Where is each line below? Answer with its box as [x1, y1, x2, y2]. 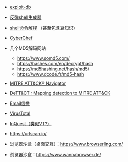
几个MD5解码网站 [9, 45, 46, 51]
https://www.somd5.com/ [17, 55, 70, 61]
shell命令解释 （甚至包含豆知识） [9, 25, 78, 31]
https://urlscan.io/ [9, 131, 47, 136]
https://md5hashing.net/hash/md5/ [17, 66, 90, 72]
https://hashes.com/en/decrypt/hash [17, 61, 93, 66]
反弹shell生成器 [9, 14, 42, 20]
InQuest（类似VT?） [9, 121, 52, 126]
